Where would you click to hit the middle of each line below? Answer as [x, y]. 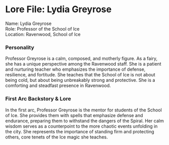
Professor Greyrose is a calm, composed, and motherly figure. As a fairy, [81, 59]
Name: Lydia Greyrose [28, 23]
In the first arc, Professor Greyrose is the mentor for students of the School [84, 110]
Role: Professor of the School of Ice [42, 28]
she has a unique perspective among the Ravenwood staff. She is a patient [83, 64]
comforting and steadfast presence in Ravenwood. [58, 85]
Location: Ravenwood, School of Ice [43, 34]
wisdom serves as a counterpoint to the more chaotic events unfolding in [81, 126]
